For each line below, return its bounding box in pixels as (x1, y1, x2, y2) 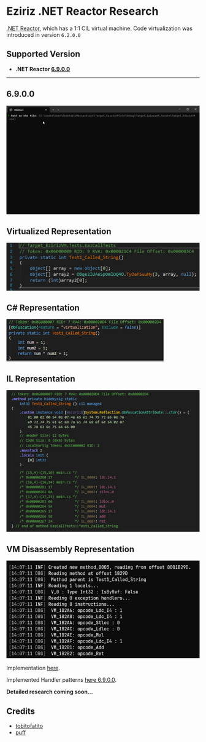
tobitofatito (15, 722, 44, 730)
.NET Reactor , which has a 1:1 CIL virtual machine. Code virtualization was (6, 25, 193, 32)
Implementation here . (6, 665, 60, 672)
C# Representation (6, 303, 80, 313)
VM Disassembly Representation (6, 544, 135, 554)
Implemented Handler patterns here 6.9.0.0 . (6, 676, 117, 684)
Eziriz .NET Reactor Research (6, 4, 159, 18)
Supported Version (6, 49, 81, 60)
